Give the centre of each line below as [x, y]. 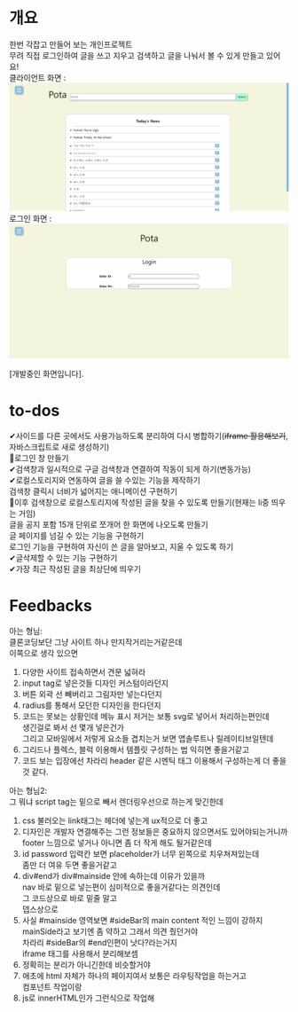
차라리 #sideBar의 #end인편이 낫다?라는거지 [99, 943]
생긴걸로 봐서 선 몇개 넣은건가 [73, 727]
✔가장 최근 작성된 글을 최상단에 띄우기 [75, 569]
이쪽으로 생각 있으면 [43, 654]
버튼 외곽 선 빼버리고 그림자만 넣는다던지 [92, 694]
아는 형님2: [28, 791]
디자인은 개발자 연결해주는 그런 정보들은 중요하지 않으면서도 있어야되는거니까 [155, 832]
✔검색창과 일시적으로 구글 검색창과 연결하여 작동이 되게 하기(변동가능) [130, 469]
